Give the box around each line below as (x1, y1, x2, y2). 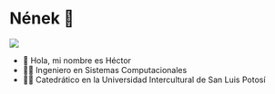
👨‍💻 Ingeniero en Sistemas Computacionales (22, 64, 188, 75)
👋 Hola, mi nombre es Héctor (22, 54, 132, 66)
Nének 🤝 (9, 8, 75, 29)
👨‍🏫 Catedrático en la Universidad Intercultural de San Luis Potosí (22, 74, 266, 85)
